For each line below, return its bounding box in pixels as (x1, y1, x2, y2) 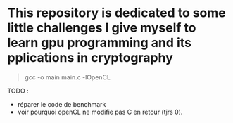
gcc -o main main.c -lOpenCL (24, 72, 111, 82)
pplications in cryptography (7, 50, 174, 66)
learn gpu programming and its (7, 35, 192, 51)
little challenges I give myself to (7, 20, 196, 36)
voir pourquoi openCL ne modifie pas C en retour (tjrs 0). (17, 108, 183, 116)
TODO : (7, 86, 30, 95)
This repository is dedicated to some (7, 5, 227, 21)
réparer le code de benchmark (17, 100, 106, 108)
